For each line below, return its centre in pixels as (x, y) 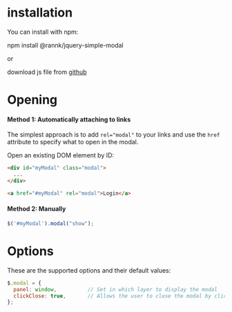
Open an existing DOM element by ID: (61, 155)
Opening (32, 100)
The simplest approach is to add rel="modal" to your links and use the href (114, 135)
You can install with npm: (43, 32)
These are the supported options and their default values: (89, 270)
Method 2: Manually (37, 209)
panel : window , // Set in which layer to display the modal (115, 289)
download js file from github (47, 72)
